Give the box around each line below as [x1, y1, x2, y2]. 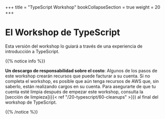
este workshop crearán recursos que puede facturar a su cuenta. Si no [5, 73, 151, 79]
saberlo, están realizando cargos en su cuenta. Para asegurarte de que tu [5, 83, 156, 89]
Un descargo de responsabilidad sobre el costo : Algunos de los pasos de [5, 67, 158, 73]
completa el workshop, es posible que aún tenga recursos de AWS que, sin [5, 78, 159, 84]
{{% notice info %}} [5, 58, 46, 64]
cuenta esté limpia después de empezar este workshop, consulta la [5, 89, 144, 95]
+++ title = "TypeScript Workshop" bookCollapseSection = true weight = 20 [5, 4, 161, 10]
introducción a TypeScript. [5, 48, 60, 54]
